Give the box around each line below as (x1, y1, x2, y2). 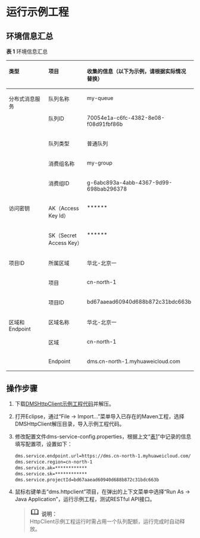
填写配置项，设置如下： (14, 440, 73, 447)
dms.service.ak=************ (14, 465, 87, 471)
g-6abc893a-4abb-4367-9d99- (87, 179, 173, 186)
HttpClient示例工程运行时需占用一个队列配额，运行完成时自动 (29, 518, 180, 525)
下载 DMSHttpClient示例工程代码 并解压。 (14, 400, 114, 408)
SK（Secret (48, 232, 77, 239)
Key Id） (48, 212, 70, 219)
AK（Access (48, 205, 79, 212)
